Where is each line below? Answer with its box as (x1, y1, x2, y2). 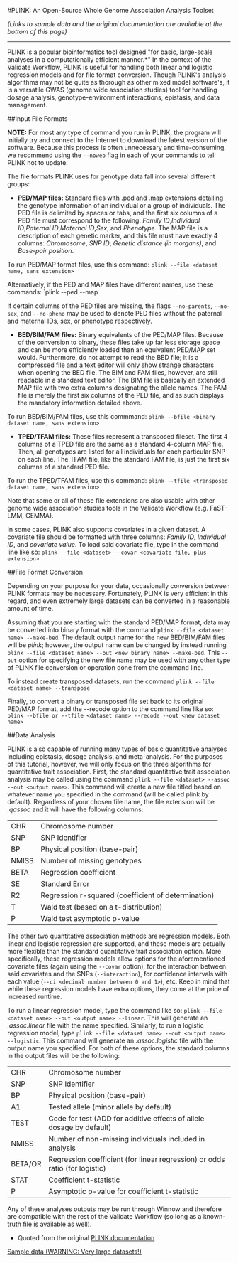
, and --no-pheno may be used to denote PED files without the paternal (16, 309, 222, 317)
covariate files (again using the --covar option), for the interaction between (7, 962, 227, 970)
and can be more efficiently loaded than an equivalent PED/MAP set (17, 346, 216, 354)
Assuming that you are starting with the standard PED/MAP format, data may (7, 618, 231, 627)
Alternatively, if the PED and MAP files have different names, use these (7, 280, 214, 289)
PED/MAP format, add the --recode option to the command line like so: (7, 705, 214, 713)
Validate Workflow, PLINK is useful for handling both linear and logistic (7, 63, 213, 71)
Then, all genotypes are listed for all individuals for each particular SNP (17, 447, 225, 456)
